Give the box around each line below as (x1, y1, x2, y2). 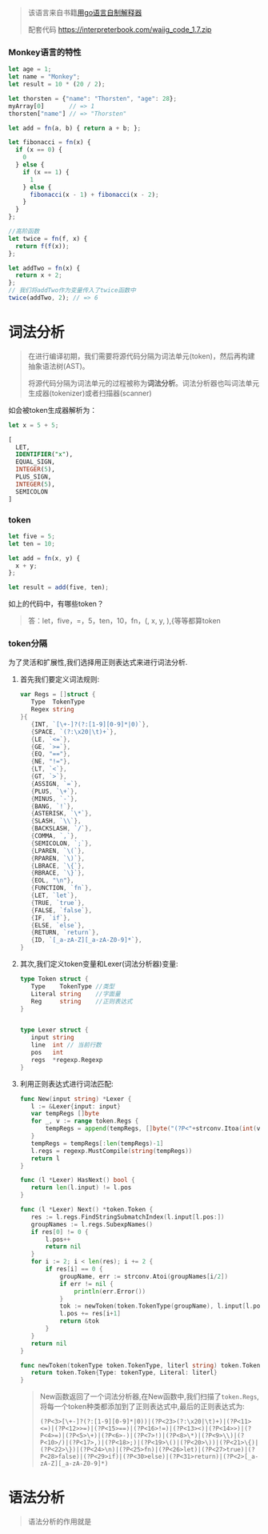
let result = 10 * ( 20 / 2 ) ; (8, 80, 106, 89)
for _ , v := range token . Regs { (30, 1117, 139, 1125)
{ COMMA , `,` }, (30, 832, 78, 840)
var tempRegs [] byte (30, 1110, 100, 1118)
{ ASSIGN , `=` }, (30, 779, 82, 787)
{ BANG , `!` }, (30, 802, 74, 811)
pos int (30, 1048, 64, 1057)
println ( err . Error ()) (74, 1288, 146, 1296)
